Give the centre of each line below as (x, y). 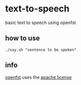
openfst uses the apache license (39, 77)
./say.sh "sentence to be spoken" (41, 50)
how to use (23, 38)
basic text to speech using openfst (40, 22)
